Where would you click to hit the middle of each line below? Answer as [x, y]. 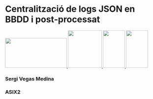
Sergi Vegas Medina [30, 78]
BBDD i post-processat [53, 19]
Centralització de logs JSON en [70, 9]
